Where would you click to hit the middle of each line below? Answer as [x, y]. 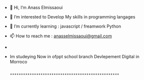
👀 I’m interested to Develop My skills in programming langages [72, 17]
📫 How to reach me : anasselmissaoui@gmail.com [61, 36]
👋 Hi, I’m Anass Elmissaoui [36, 8]
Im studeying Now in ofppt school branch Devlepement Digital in [74, 56]
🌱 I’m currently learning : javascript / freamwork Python [65, 26]
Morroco [19, 62]
